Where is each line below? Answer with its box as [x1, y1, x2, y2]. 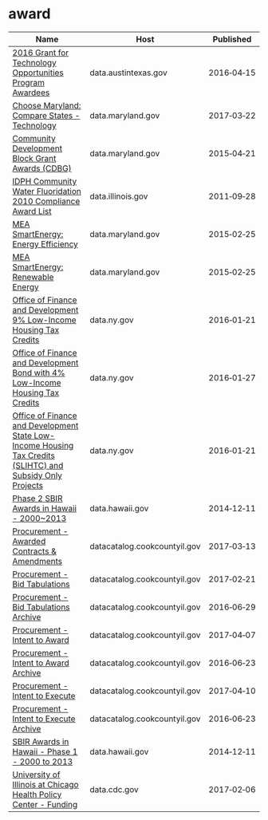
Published [212, 34, 252, 45]
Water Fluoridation [12, 185, 82, 196]
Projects [12, 479, 44, 491]
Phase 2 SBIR [12, 492, 63, 503]
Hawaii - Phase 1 [12, 746, 78, 757]
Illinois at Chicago [12, 779, 79, 790]
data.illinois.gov [89, 191, 148, 202]
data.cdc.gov [89, 783, 140, 794]
